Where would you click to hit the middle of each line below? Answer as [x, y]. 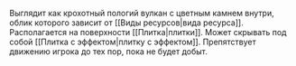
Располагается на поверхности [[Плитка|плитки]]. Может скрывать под [148, 32]
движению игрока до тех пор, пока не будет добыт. [108, 52]
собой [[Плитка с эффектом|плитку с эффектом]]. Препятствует [133, 42]
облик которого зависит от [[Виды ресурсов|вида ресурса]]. [126, 23]
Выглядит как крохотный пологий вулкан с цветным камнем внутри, [142, 13]
